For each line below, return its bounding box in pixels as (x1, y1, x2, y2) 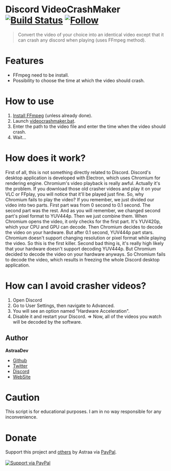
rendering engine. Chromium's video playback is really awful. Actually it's (5, 180, 160, 186)
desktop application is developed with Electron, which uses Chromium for (5, 175, 161, 181)
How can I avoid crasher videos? (5, 280, 146, 291)
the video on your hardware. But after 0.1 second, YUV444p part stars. (5, 229, 154, 235)
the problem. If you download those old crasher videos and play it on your (5, 185, 161, 192)
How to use (5, 96, 54, 107)
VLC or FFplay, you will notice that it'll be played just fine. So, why (5, 191, 144, 197)
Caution (5, 391, 40, 403)
